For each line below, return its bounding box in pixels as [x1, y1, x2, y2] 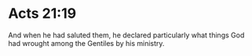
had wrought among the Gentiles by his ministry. [8, 38, 165, 47]
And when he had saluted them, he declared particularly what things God [8, 30, 245, 40]
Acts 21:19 [8, 5, 77, 23]
